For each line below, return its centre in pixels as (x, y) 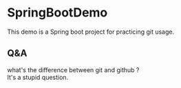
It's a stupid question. (38, 77)
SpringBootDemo (57, 13)
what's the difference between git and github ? (73, 69)
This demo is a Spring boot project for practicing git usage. (91, 32)
